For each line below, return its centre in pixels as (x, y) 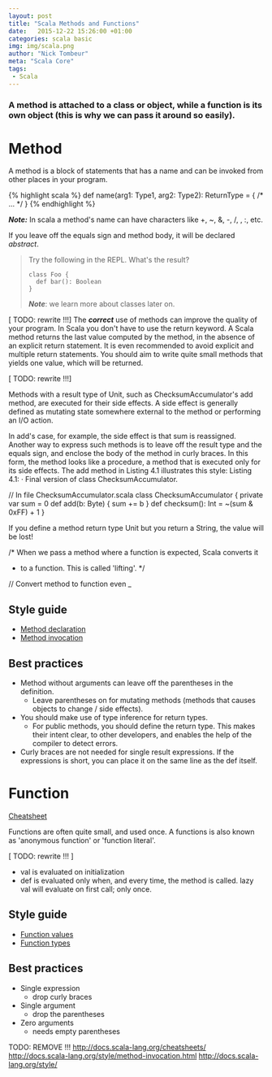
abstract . (24, 244)
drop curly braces (62, 997)
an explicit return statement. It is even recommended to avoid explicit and (131, 345)
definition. (37, 692)
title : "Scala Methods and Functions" (74, 24)
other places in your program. (58, 180)
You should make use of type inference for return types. (114, 718)
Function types (45, 943)
